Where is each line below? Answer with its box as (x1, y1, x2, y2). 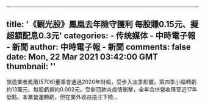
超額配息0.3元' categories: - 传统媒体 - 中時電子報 (6, 31, 196, 41)
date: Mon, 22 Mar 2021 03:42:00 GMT (6, 52, 159, 62)
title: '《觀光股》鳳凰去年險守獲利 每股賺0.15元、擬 (6, 19, 199, 30)
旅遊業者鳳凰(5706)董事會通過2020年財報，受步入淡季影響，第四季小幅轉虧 (6, 78, 197, 85)
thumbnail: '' (6, 61, 56, 71)
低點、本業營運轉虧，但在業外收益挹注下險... (6, 93, 118, 101)
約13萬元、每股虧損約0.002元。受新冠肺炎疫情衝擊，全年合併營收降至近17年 (6, 85, 198, 93)
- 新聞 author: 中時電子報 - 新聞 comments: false (6, 42, 191, 52)
